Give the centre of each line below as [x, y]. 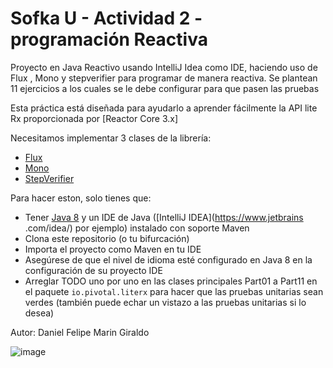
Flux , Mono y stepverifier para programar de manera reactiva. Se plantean [164, 78]
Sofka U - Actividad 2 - [106, 18]
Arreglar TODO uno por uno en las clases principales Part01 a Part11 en [171, 281]
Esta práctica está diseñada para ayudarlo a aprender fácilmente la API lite [164, 108]
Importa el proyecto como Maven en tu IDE [113, 249]
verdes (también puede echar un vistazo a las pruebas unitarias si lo [165, 302]
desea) [39, 313]
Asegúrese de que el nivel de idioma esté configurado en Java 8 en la [168, 259]
